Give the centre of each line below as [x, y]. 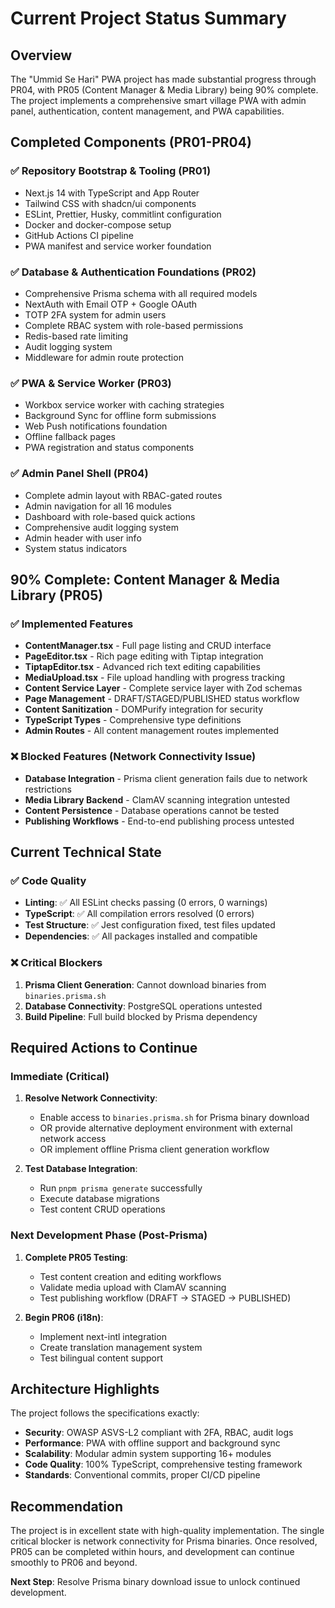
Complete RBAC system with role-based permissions [134, 325]
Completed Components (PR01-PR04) [131, 142]
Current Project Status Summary [148, 18]
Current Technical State [86, 852]
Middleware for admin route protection [104, 357]
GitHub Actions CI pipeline [79, 235]
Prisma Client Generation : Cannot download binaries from [145, 984]
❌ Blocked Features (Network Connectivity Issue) [133, 757]
